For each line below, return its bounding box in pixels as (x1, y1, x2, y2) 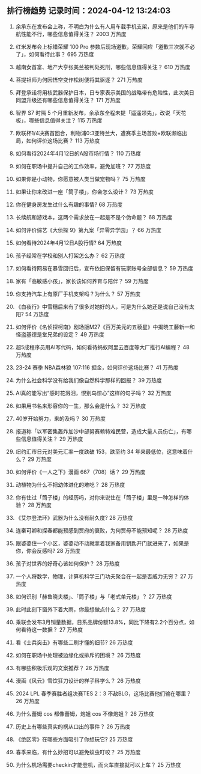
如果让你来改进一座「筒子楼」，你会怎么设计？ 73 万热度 (15, 188, 154, 195)
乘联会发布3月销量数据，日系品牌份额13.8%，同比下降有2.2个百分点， (15, 618, 190, 626)
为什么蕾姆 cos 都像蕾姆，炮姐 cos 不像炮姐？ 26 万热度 (15, 710, 155, 717)
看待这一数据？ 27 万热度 (20, 626, 83, 633)
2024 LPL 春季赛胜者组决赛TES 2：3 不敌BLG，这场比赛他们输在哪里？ (15, 690, 191, 697)
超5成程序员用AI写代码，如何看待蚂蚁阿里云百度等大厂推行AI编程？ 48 (15, 343, 190, 350)
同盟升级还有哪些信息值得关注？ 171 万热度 (15, 96, 121, 103)
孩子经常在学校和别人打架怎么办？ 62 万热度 (15, 252, 125, 259)
